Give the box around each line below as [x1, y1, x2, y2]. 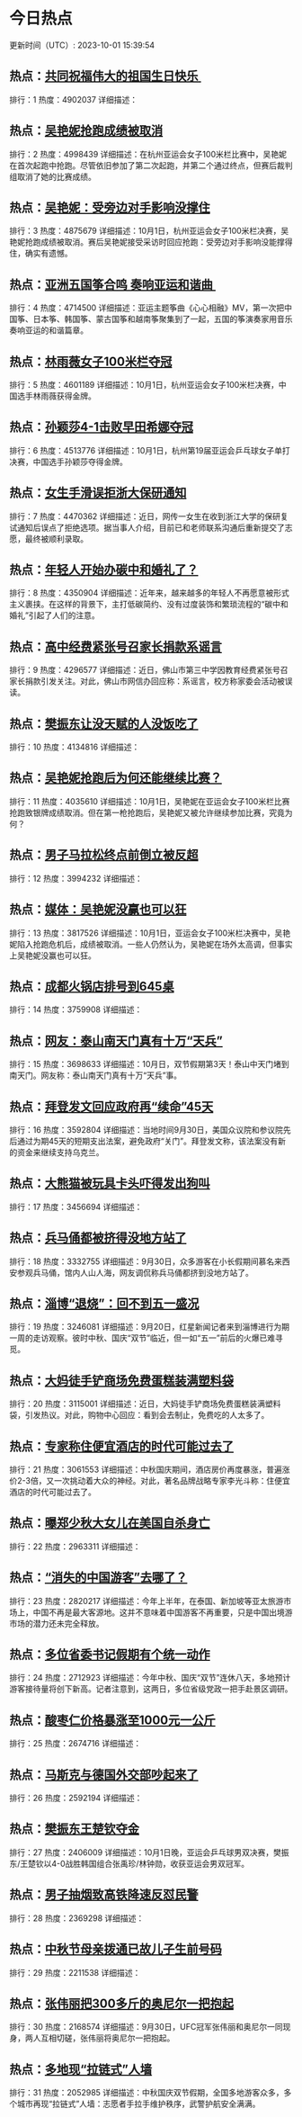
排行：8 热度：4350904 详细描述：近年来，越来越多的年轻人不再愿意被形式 [9, 588, 289, 598]
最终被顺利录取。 [24, 533, 88, 544]
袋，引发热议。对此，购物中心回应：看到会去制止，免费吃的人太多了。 [9, 1410, 270, 1421]
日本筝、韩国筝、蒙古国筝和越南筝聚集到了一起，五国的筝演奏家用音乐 [32, 314, 293, 325]
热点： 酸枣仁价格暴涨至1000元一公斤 [9, 1712, 216, 1727]
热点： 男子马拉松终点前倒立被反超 [9, 848, 199, 863]
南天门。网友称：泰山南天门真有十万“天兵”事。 [9, 1070, 182, 1081]
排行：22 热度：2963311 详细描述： [9, 1540, 141, 1552]
